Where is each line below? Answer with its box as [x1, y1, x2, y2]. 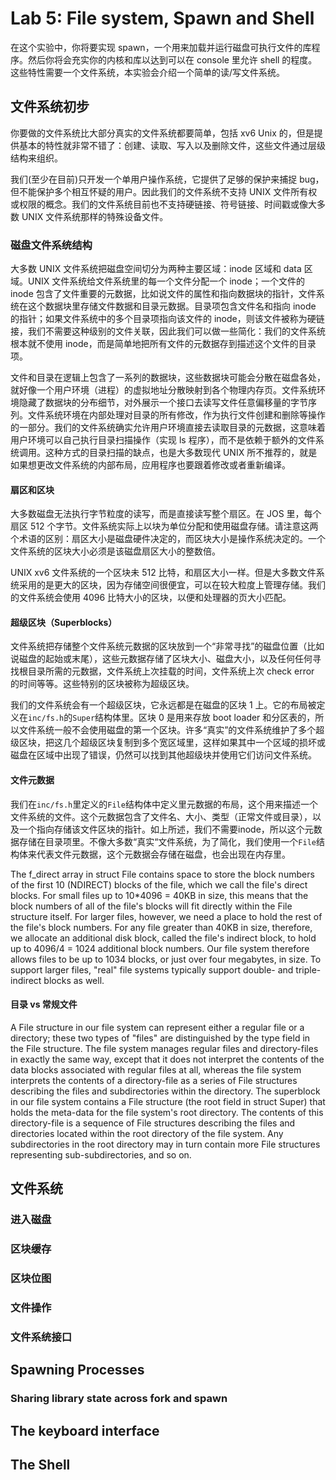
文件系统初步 [10, 98, 90, 116]
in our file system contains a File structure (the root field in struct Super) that [10, 1095, 326, 1107]
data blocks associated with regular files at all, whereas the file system [10, 1063, 302, 1076]
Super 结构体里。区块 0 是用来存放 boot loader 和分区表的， [72, 712, 316, 724]
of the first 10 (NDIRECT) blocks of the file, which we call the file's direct [10, 878, 308, 891]
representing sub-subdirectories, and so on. [10, 1148, 192, 1161]
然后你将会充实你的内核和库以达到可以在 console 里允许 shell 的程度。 [27, 53, 318, 66]
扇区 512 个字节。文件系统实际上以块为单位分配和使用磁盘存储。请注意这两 [10, 520, 319, 532]
